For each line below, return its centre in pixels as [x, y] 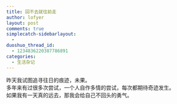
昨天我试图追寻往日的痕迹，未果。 [48, 80]
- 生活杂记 [23, 62]
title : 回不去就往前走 [31, 12]
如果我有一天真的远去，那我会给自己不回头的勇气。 [69, 95]
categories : [21, 57]
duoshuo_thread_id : [31, 46]
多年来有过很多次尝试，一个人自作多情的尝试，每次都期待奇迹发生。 [90, 87]
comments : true [25, 29]
